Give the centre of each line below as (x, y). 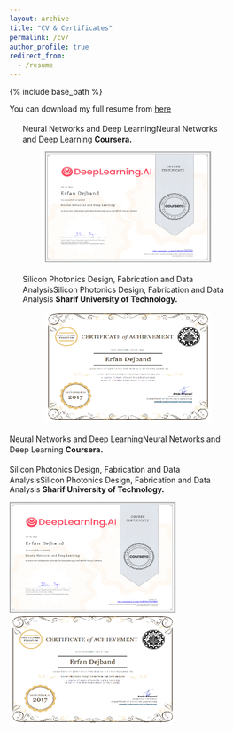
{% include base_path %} (56, 92)
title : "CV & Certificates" (61, 28)
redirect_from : (37, 56)
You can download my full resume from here (90, 109)
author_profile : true (49, 47)
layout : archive (39, 19)
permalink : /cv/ (39, 37)
